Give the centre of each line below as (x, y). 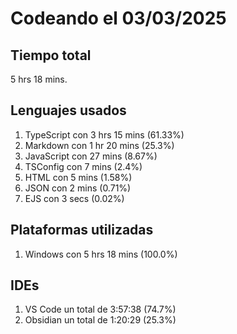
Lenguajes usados (68, 110)
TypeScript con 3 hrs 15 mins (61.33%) (104, 134)
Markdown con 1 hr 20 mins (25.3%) (99, 145)
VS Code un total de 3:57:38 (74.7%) (100, 309)
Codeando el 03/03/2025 (118, 18)
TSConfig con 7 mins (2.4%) (83, 166)
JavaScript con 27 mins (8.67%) (91, 156)
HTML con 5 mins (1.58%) (78, 177)
